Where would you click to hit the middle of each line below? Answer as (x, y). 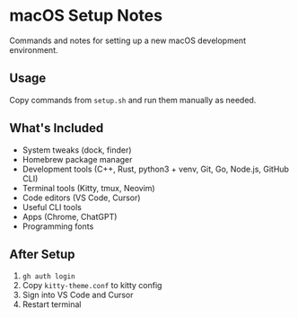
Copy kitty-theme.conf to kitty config (92, 286)
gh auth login (48, 277)
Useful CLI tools (52, 207)
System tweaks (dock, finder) (77, 150)
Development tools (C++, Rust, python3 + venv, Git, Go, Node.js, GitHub (156, 169)
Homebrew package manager (77, 159)
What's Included (57, 128)
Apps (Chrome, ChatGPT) (70, 216)
